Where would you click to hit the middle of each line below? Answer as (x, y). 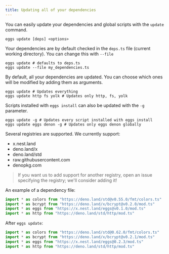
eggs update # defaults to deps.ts (43, 63)
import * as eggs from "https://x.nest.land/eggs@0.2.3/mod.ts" (74, 242)
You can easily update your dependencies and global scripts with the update (85, 24)
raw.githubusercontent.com (41, 159)
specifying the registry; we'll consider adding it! (67, 180)
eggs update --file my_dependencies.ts (47, 67)
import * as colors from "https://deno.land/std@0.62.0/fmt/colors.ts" (82, 232)
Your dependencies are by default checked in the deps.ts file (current (78, 48)
